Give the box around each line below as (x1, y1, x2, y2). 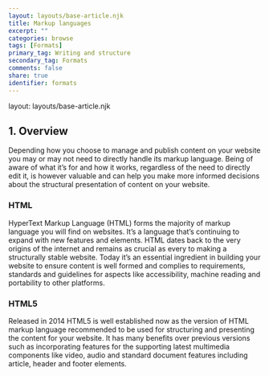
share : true (8, 72, 48, 80)
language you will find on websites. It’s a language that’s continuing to (8, 227, 239, 236)
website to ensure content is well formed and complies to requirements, (8, 260, 246, 270)
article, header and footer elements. (8, 358, 127, 368)
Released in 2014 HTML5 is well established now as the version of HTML (8, 316, 249, 325)
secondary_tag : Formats (8, 57, 88, 65)
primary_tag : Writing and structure (8, 49, 131, 57)
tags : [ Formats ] (8, 42, 63, 50)
